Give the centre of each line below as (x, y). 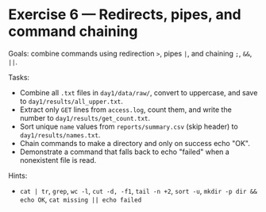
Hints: (18, 175)
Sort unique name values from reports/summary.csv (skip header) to (129, 126)
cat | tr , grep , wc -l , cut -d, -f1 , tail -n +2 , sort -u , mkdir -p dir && (139, 191)
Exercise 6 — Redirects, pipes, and (125, 15)
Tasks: (19, 77)
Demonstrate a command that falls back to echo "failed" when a (125, 152)
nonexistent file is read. (58, 160)
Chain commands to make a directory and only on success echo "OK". (135, 143)
